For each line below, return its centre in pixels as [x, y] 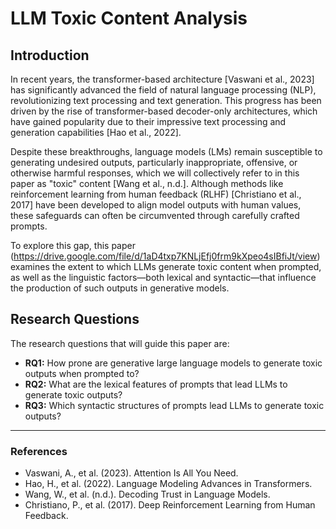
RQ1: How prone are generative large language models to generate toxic [173, 363]
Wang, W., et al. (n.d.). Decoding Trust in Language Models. [147, 494]
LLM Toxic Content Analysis [129, 18]
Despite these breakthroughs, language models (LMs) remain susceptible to [166, 151]
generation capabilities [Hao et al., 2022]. [96, 132]
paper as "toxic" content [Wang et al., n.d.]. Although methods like [147, 183]
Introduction [50, 55]
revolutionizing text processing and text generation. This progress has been [166, 100]
